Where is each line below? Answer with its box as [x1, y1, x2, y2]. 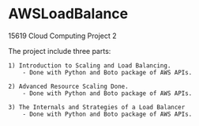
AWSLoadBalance [8, 5, 129, 23]
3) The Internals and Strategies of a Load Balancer [8, 103, 186, 111]
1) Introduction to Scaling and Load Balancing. [8, 61, 171, 70]
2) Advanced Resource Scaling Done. [8, 82, 129, 90]
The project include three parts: [8, 46, 111, 55]
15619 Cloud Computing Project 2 [8, 31, 117, 40]
